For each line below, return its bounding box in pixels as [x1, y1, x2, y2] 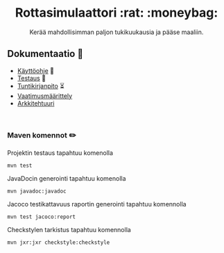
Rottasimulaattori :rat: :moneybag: [15, 5, 218, 21]
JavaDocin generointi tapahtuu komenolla [7, 174, 126, 183]
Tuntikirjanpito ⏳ [17, 81, 64, 90]
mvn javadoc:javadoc [7, 188, 67, 195]
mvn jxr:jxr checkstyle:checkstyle [7, 239, 110, 246]
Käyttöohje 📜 [17, 66, 54, 74]
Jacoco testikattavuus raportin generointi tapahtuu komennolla [7, 200, 187, 209]
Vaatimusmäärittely [17, 92, 73, 100]
